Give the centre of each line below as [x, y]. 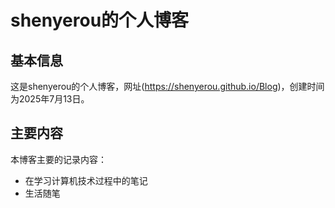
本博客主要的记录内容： [58, 159]
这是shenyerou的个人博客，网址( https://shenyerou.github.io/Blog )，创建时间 [167, 86]
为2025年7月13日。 [50, 99]
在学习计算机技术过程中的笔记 [86, 180]
